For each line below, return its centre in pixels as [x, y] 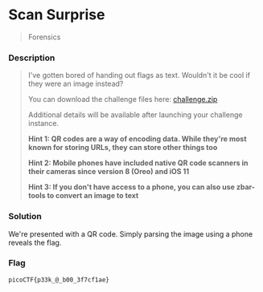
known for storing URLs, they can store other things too [123, 148]
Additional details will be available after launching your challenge [135, 115]
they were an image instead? [76, 84]
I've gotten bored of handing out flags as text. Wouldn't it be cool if [139, 75]
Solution [25, 217]
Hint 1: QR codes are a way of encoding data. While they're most [137, 139]
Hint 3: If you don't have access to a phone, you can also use [131, 187]
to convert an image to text [93, 196]
